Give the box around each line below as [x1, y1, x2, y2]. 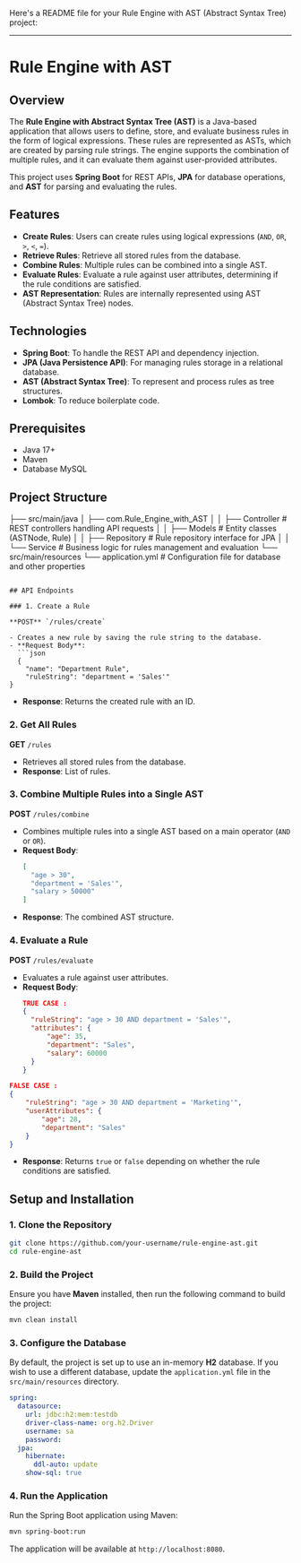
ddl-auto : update [32, 1460, 99, 1469]
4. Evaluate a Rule [9, 934, 89, 946]
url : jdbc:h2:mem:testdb [25, 1411, 118, 1420]
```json [17, 649, 47, 658]
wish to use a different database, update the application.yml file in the [9, 1367, 271, 1377]
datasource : [17, 1402, 63, 1411]
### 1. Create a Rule [9, 602, 90, 611]
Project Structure [9, 489, 107, 505]
